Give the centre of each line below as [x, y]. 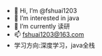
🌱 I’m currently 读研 [42, 26]
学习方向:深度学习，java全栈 [54, 45]
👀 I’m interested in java [46, 18]
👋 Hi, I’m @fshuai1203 [45, 11]
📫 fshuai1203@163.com [49, 34]
